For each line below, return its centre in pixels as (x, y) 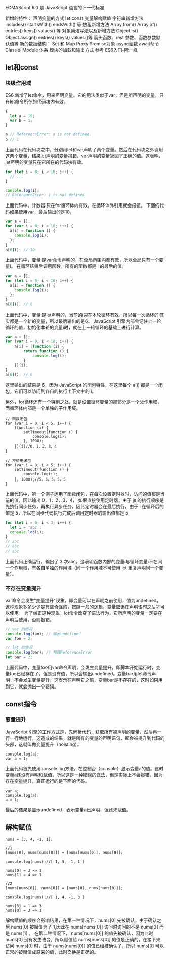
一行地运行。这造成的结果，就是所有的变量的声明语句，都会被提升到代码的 (87, 738)
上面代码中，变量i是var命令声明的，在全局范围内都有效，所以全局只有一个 (82, 260)
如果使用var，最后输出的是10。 (42, 212)
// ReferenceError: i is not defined (45, 195)
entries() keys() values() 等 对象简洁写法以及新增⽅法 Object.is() (72, 31)
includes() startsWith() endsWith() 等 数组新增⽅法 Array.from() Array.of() (81, 25)
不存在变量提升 (24, 589)
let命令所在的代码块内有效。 (39, 101)
